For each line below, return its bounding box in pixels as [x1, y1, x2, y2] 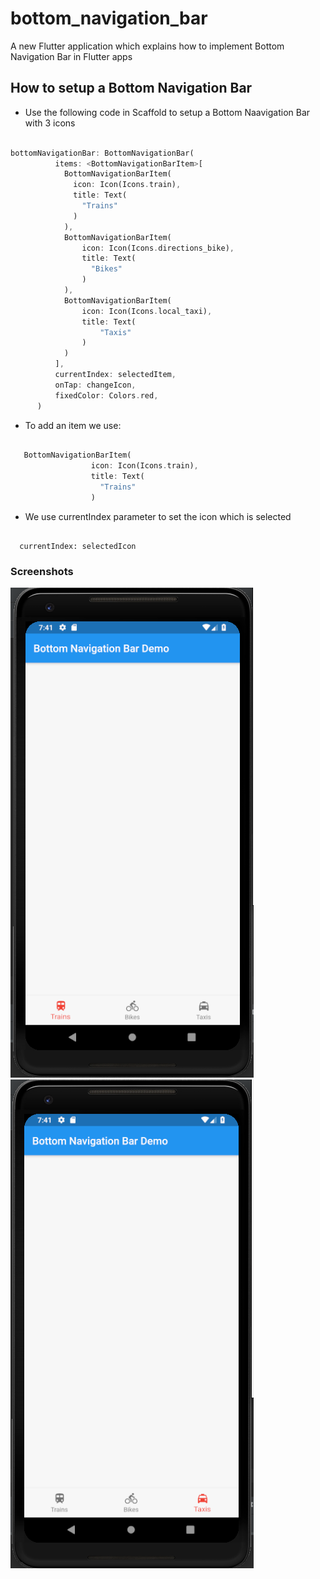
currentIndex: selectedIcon [19, 541, 137, 551]
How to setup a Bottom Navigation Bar [10, 80, 253, 97]
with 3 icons [24, 117, 76, 129]
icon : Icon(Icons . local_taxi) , [81, 306, 213, 316]
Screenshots [10, 564, 74, 578]
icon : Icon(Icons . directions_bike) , [81, 243, 235, 253]
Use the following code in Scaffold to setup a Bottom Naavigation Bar [24, 106, 311, 118]
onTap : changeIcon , [54, 380, 137, 390]
